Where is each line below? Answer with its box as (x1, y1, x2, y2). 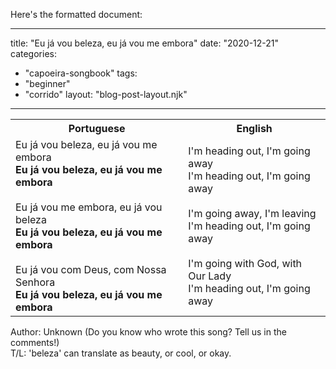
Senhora (15, 275, 56, 289)
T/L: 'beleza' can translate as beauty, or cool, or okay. (10, 347, 232, 359)
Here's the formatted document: (10, 9, 143, 20)
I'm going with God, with (188, 257, 303, 270)
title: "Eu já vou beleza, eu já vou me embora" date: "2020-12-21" (10, 37, 280, 49)
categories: (10, 48, 57, 59)
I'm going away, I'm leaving (188, 207, 317, 220)
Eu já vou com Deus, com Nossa (15, 263, 167, 276)
